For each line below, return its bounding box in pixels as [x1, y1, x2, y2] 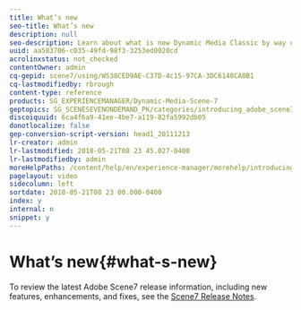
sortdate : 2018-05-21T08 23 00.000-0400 [9, 188, 163, 197]
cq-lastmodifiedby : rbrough [9, 80, 115, 89]
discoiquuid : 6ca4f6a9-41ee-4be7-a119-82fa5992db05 [9, 113, 206, 122]
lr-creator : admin [9, 138, 78, 147]
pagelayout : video [9, 171, 78, 180]
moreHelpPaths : [9, 163, 66, 172]
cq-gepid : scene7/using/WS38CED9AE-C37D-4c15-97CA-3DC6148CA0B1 [9, 72, 254, 81]
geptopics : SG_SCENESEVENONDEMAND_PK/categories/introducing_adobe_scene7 [9, 105, 295, 114]
